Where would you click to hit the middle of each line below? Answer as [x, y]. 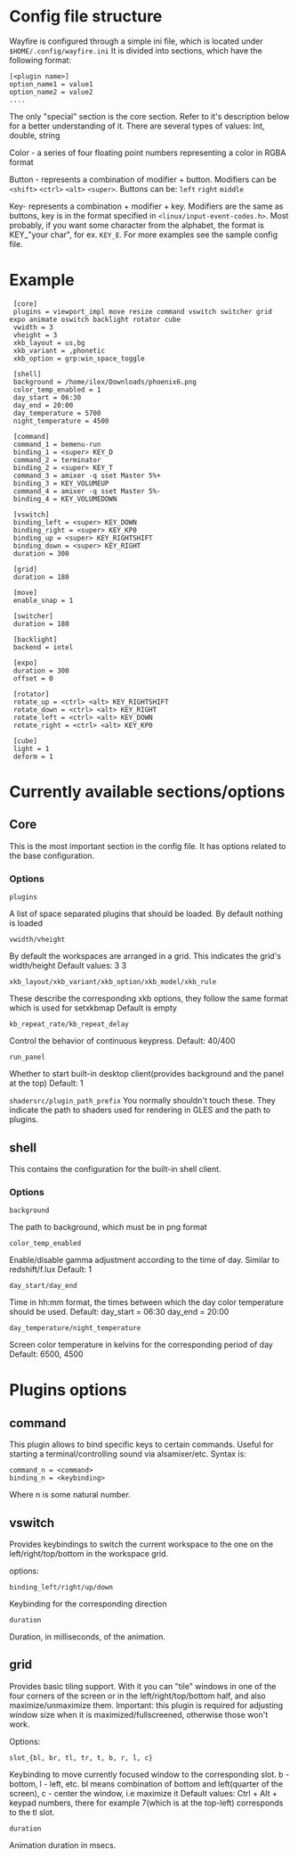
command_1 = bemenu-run [57, 444]
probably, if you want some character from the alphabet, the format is [137, 225]
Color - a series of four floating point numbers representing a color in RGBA [148, 153]
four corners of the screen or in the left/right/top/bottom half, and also [137, 1696]
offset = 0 [33, 678]
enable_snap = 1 [43, 600]
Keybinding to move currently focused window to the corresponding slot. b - [149, 1774]
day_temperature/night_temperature [75, 1328]
